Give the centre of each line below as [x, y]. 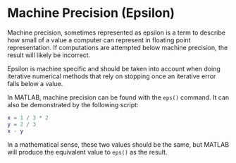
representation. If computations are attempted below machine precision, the [118, 47]
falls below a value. [35, 83]
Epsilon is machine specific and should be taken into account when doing [114, 68]
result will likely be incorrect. [49, 55]
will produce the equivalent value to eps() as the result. [87, 152]
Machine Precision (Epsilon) [91, 13]
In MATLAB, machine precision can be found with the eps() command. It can [118, 97]
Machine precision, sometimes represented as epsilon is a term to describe [116, 32]
